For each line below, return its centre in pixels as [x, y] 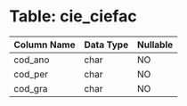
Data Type [106, 45]
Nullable [155, 45]
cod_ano [32, 60]
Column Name [45, 45]
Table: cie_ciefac [73, 16]
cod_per [31, 74]
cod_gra [31, 88]
